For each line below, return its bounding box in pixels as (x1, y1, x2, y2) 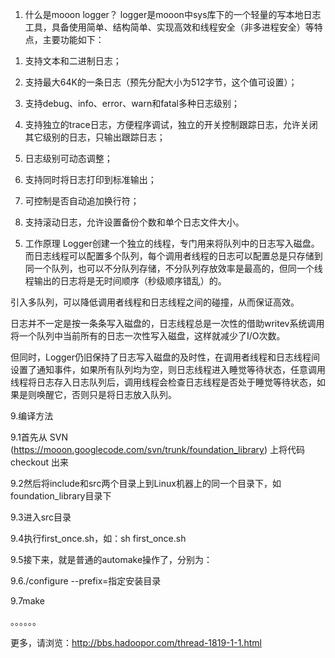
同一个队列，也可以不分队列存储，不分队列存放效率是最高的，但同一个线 (24, 263, 323, 274)
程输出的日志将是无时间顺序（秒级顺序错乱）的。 (24, 275, 227, 287)
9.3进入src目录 (10, 511, 72, 523)
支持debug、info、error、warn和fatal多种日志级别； (24, 98, 240, 109)
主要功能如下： (42, 34, 105, 45)
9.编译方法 (10, 410, 54, 422)
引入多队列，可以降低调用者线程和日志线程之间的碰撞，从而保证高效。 (10, 296, 300, 308)
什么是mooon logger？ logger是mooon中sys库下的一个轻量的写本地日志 (24, 9, 322, 20)
